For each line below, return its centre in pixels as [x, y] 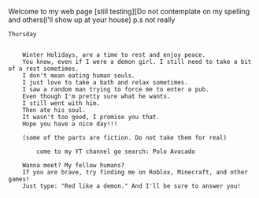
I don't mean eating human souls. [79, 76]
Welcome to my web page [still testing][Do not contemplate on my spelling [129, 11]
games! [19, 179]
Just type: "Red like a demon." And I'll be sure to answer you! [132, 186]
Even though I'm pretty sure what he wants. [96, 96]
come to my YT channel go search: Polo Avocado [116, 151]
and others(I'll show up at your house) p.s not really [92, 20]
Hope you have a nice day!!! [70, 124]
